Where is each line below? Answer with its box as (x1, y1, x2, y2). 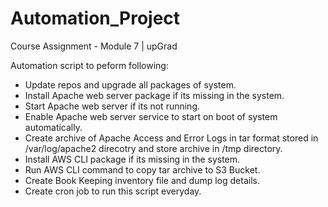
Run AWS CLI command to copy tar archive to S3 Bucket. (24, 163, 261, 176)
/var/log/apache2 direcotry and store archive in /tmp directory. (24, 142, 283, 154)
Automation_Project (10, 7, 181, 30)
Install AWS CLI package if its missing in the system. (24, 153, 241, 165)
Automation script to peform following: (10, 59, 169, 71)
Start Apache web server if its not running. (24, 100, 201, 112)
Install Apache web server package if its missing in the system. (24, 89, 285, 101)
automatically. (24, 121, 83, 133)
